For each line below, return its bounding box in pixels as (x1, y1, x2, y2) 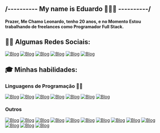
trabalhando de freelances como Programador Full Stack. (5, 23, 124, 29)
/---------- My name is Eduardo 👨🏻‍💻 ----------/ (5, 5, 151, 13)
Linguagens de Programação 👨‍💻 (5, 83, 83, 89)
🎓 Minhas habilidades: (5, 66, 78, 74)
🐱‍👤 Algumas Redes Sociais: (5, 38, 91, 46)
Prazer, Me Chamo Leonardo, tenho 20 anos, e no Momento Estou (5, 18, 141, 24)
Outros (5, 106, 22, 113)
